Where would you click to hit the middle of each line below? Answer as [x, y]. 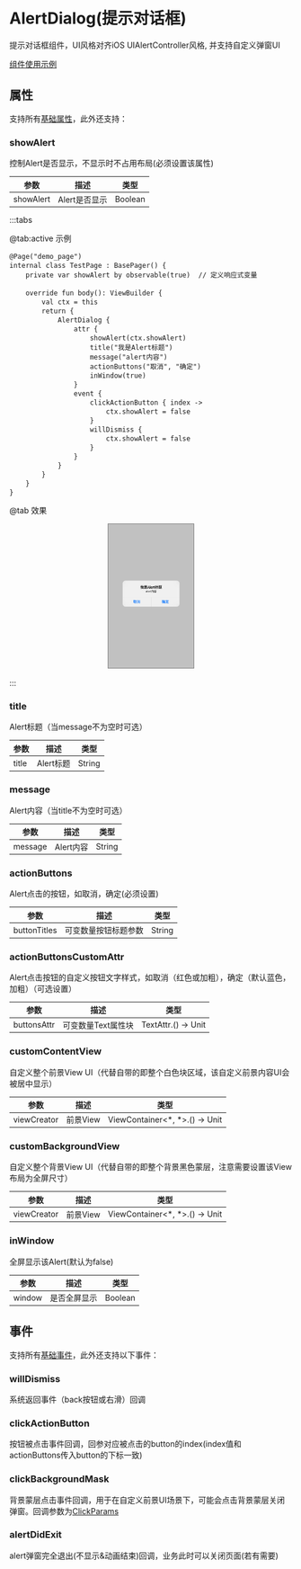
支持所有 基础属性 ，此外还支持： [68, 119]
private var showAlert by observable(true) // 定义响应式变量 [142, 275]
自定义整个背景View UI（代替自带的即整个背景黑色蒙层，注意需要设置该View [150, 1167]
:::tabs [21, 220]
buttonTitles [35, 930]
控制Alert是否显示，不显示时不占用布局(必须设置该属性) [111, 164]
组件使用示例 [33, 64]
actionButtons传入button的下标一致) [76, 1455]
